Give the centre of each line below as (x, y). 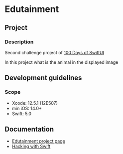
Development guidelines (43, 78)
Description (19, 42)
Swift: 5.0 (22, 114)
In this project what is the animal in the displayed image (61, 62)
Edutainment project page (38, 141)
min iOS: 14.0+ (27, 108)
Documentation (29, 129)
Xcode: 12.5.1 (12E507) (35, 103)
